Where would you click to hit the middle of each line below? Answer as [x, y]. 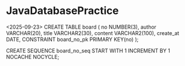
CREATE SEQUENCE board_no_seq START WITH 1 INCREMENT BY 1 [88, 50]
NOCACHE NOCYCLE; [33, 57]
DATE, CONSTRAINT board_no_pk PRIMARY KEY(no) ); [72, 39]
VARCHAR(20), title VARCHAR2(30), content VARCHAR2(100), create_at [93, 33]
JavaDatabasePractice [62, 11]
